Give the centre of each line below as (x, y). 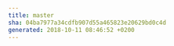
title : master (31, 15)
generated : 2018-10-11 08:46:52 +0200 (71, 30)
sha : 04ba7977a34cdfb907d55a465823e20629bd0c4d (87, 23)
